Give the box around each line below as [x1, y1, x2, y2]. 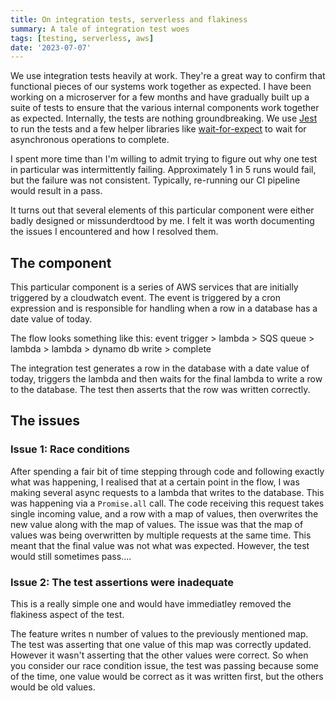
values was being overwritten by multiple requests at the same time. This [10, 529, 312, 541]
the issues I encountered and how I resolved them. [10, 226, 219, 238]
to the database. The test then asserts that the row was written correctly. [10, 384, 311, 396]
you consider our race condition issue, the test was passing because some [10, 660, 319, 672]
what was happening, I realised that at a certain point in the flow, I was [10, 476, 300, 488]
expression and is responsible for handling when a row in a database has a [10, 302, 318, 315]
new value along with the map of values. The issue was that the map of [10, 518, 304, 530]
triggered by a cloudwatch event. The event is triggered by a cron [10, 292, 281, 304]
